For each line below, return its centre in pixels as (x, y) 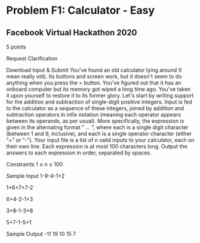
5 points (16, 47)
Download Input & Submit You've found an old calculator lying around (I (94, 70)
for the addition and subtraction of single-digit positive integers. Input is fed (99, 102)
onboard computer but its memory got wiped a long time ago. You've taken (99, 89)
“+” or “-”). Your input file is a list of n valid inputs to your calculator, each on (100, 140)
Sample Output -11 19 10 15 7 (41, 234)
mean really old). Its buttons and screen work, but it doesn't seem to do (94, 76)
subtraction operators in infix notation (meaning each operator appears (93, 115)
